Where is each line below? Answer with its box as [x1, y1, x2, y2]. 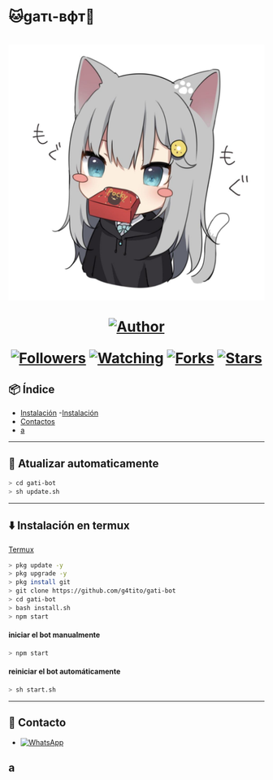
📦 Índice [8, 382, 55, 396]
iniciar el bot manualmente [8, 630, 101, 640]
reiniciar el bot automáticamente [8, 666, 121, 677]
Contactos [19, 417, 55, 427]
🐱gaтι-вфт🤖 [8, 7, 95, 26]
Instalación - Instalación [19, 408, 99, 418]
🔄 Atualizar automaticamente [8, 457, 159, 470]
